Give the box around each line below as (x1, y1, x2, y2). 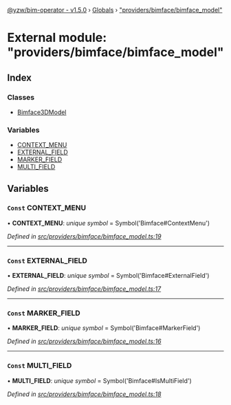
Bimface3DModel (16, 108, 67, 116)
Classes (7, 92, 35, 102)
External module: (7, 30, 107, 45)
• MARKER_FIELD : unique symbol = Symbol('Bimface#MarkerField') (7, 324, 201, 332)
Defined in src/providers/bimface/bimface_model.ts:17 (7, 285, 162, 293)
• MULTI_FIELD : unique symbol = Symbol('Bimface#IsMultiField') (7, 376, 192, 384)
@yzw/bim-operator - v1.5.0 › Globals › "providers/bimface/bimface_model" (7, 6, 223, 14)
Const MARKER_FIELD (7, 309, 80, 318)
